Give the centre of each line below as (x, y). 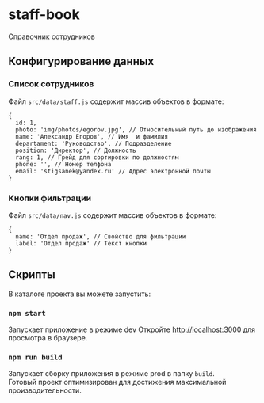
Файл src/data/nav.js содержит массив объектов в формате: (113, 215)
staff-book (44, 15)
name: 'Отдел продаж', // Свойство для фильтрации (101, 236)
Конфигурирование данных (81, 61)
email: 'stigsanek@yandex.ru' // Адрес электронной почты (113, 171)
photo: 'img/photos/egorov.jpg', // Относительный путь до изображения (136, 129)
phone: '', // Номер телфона (63, 164)
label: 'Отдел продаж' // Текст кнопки (81, 243)
